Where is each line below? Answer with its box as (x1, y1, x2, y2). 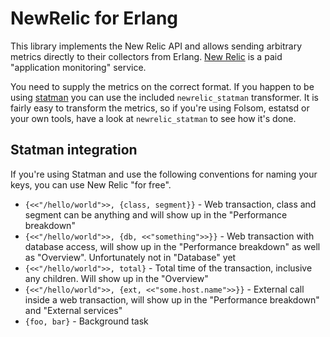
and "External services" (24, 304, 123, 316)
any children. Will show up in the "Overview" (24, 272, 209, 284)
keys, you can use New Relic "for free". (10, 178, 172, 191)
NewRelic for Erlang (10, 7, 179, 30)
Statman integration (10, 142, 138, 159)
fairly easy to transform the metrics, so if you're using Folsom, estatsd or (10, 102, 310, 114)
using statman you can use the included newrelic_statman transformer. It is (10, 91, 319, 103)
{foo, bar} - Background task (24, 315, 149, 327)
